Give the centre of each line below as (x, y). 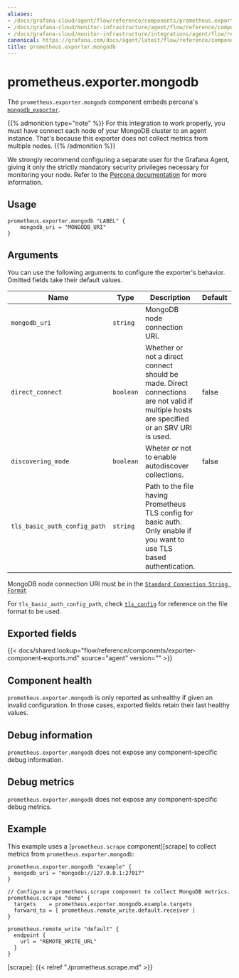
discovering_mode (40, 461)
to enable (161, 457)
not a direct (164, 356)
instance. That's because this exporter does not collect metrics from (108, 138)
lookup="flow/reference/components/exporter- (126, 650)
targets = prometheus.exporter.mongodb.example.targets (103, 904)
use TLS (159, 548)
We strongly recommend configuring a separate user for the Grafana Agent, (118, 159)
